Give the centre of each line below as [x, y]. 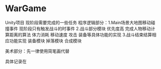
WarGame [26, 9]
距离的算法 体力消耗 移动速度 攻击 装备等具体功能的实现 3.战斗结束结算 [81, 34]
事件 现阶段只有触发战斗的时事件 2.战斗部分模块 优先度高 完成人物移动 [80, 28]
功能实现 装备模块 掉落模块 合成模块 [45, 41]
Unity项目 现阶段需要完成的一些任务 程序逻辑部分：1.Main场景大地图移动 [78, 22]
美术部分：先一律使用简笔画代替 [37, 51]
